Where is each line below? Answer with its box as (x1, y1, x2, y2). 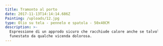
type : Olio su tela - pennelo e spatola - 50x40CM (5, 20, 110, 25)
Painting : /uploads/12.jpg (5, 16, 60, 21)
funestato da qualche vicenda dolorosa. (9, 34, 92, 39)
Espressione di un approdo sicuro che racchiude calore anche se (9, 29, 145, 34)
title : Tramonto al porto (5, 7, 57, 12)
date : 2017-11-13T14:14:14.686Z (5, 11, 70, 16)
